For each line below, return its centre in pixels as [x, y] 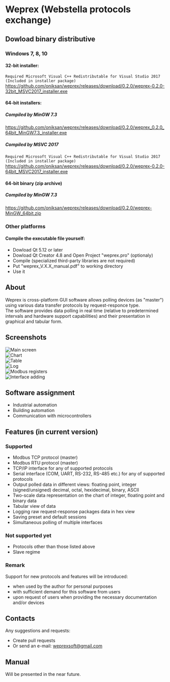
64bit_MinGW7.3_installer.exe [36, 133]
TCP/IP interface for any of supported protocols [63, 468]
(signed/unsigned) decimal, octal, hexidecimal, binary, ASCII [76, 490]
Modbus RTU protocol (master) [45, 463]
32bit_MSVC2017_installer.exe [36, 91]
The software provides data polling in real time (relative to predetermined [82, 310]
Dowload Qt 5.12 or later [38, 250]
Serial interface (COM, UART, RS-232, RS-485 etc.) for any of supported [89, 474]
